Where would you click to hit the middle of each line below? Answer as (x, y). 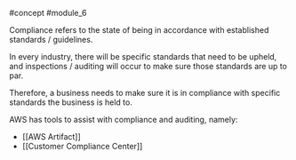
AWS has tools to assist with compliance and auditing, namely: (124, 120)
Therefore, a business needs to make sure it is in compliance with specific (145, 93)
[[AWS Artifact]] (52, 136)
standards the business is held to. (71, 102)
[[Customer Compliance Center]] (82, 146)
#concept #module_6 (48, 13)
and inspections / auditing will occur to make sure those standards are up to (148, 66)
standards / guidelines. (51, 40)
